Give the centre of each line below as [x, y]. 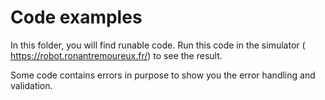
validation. [31, 85]
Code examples [76, 17]
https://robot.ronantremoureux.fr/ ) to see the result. [116, 55]
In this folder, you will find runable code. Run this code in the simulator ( [158, 45]
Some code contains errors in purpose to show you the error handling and [163, 75]
